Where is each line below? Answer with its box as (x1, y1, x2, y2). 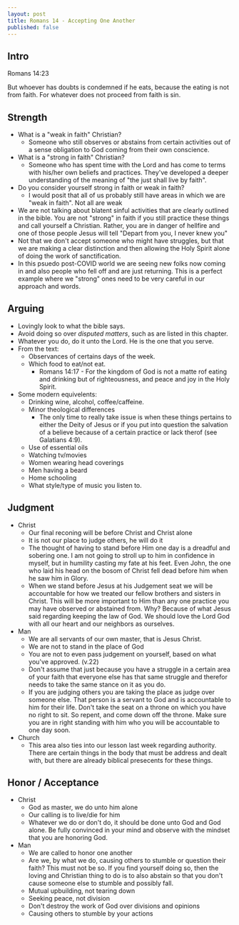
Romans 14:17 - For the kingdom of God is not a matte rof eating (39, 367, 227, 376)
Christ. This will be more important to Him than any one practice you (28, 596, 230, 605)
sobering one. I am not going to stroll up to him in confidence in (28, 551, 215, 559)
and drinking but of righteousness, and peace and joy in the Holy (39, 374, 230, 383)
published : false (7, 24, 59, 31)
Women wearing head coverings (28, 458, 124, 466)
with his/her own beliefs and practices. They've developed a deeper (28, 169, 229, 176)
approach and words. (17, 282, 81, 290)
